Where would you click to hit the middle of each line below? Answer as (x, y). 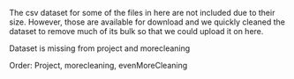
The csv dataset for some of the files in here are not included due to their (142, 13)
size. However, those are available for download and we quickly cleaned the (147, 22)
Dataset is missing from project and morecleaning (100, 48)
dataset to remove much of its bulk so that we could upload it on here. (136, 31)
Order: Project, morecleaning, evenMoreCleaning (98, 65)
